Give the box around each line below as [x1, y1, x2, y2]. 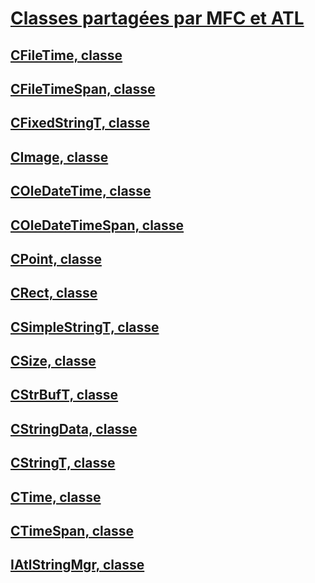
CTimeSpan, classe [10, 523, 134, 540]
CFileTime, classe [10, 47, 123, 64]
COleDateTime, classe [10, 183, 152, 200]
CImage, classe [10, 148, 109, 166]
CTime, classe [10, 488, 102, 506]
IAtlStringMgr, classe [10, 557, 145, 574]
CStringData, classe [10, 420, 138, 437]
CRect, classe [10, 285, 98, 302]
